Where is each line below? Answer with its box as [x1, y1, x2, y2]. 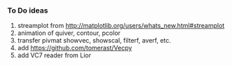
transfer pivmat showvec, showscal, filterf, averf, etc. [17, 36, 172, 45]
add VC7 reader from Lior [17, 51, 91, 59]
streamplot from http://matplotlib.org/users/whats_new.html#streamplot [17, 22, 225, 30]
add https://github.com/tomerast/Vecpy [17, 44, 132, 52]
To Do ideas [7, 6, 48, 15]
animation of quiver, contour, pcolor [17, 29, 121, 37]
